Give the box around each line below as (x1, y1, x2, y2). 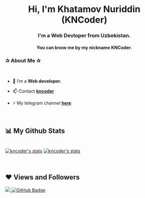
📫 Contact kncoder (12, 88, 54, 94)
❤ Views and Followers (5, 173, 80, 181)
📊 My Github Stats (5, 127, 65, 135)
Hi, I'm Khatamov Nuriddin (28, 4, 140, 15)
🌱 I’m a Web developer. (12, 78, 62, 84)
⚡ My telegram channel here (12, 100, 72, 106)
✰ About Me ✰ (5, 57, 41, 64)
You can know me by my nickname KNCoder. (37, 44, 132, 51)
